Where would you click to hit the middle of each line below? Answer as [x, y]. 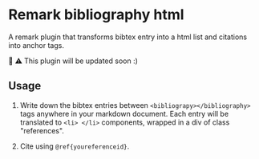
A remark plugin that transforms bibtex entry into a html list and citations [127, 37]
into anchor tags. [36, 45]
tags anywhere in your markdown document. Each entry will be [124, 113]
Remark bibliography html [96, 15]
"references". [42, 130]
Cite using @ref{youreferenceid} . [75, 146]
